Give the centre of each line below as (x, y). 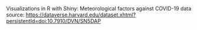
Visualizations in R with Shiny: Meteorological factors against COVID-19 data (99, 9)
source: (15, 15)
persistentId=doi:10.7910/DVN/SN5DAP (54, 21)
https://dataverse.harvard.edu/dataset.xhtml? (81, 15)
